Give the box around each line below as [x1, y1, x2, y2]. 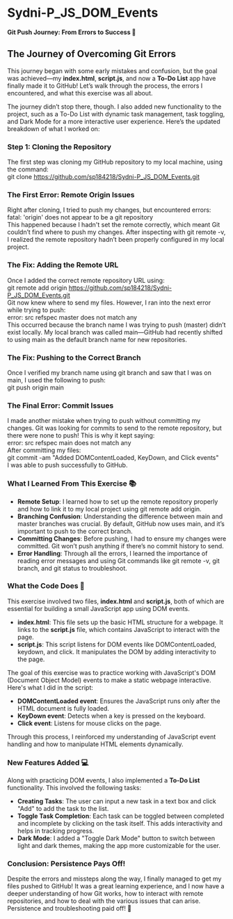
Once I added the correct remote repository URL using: [7, 276, 165, 284]
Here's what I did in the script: [7, 683, 94, 691]
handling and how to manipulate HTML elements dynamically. [7, 740, 184, 748]
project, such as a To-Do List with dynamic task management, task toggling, [7, 109, 225, 118]
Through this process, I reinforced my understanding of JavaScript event [7, 732, 216, 741]
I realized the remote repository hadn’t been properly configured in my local [7, 235, 225, 244]
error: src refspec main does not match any [7, 439, 131, 447]
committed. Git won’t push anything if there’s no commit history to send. [17, 541, 224, 550]
